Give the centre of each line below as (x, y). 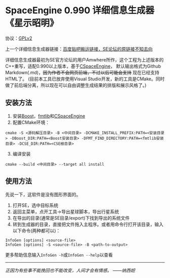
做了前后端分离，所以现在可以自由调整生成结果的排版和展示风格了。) (76, 85)
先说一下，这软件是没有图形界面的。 (43, 194)
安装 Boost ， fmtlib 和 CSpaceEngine (49, 116)
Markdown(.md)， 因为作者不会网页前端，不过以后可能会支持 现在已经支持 (82, 72)
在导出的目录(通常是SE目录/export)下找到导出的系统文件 (71, 218)
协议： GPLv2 (19, 38)
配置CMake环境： (31, 122)
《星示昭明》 (32, 23)
